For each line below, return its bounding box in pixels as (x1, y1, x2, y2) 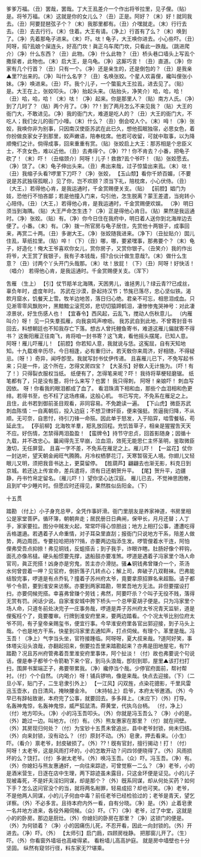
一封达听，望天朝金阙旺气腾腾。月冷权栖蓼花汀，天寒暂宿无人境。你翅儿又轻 (6, 452, 195, 459)
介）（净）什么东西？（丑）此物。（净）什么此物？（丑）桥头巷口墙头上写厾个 (6, 50, 195, 57)
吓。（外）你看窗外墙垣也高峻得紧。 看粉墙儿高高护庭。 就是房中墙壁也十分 (6, 837, 190, 844)
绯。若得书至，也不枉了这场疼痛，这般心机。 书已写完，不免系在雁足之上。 (6, 392, 191, 399)
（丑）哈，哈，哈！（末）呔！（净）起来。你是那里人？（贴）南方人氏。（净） (6, 95, 195, 102)
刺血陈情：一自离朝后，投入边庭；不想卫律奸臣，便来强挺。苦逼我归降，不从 (6, 407, 195, 414)
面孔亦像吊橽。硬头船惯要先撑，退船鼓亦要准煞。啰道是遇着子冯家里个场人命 (6, 553, 195, 559)
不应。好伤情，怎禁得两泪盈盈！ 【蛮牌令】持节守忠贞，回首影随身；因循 (6, 430, 186, 437)
